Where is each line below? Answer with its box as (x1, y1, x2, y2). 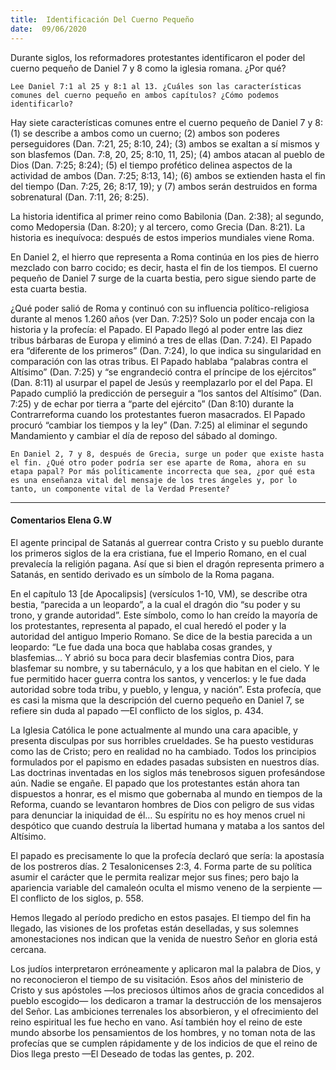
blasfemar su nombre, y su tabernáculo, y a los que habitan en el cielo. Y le (10, 662, 320, 674)
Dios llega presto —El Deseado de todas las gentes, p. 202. (10, 1047, 255, 1060)
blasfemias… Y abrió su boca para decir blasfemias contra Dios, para (10, 651, 295, 663)
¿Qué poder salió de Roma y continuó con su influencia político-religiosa (10, 302, 310, 314)
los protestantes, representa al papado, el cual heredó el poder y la (10, 619, 287, 631)
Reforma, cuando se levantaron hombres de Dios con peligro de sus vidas (10, 798, 315, 810)
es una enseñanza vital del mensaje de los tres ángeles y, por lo (10, 475, 298, 485)
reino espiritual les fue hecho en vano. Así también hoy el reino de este (10, 1016, 303, 1028)
